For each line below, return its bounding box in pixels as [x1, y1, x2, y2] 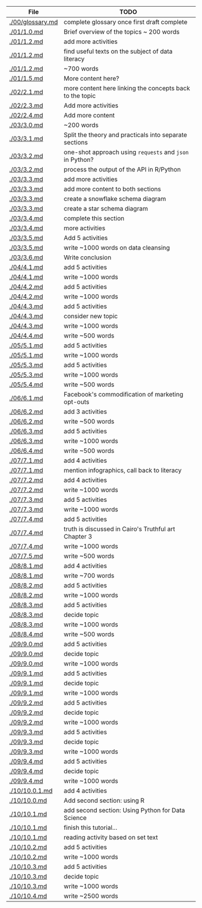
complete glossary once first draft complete [64, 18, 188, 26]
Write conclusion [64, 253, 112, 261]
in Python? [64, 156, 94, 164]
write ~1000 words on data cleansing [64, 244, 170, 252]
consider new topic [64, 312, 118, 320]
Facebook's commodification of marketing [64, 391, 183, 398]
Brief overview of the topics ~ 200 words [64, 28, 180, 36]
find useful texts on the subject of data [64, 48, 173, 55]
